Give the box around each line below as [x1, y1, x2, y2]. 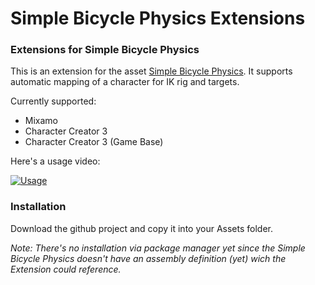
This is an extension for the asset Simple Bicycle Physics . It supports [10, 65, 293, 77]
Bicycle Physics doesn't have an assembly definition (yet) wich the [10, 252, 287, 264]
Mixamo [24, 115, 58, 127]
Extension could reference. [10, 263, 122, 275]
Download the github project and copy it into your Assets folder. [10, 222, 273, 234]
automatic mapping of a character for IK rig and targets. [10, 76, 240, 88]
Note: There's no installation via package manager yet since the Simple [10, 242, 306, 254]
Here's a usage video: [10, 155, 101, 167]
